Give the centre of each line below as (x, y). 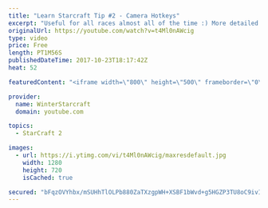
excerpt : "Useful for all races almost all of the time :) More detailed (134, 23)
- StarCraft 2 (39, 134)
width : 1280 (42, 162)
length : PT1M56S (35, 53)
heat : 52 (23, 68)
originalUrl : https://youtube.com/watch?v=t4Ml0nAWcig (101, 30)
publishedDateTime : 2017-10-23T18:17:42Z (78, 61)
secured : (23, 192)
